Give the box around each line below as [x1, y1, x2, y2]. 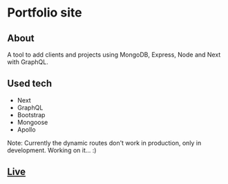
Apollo [17, 125, 36, 134]
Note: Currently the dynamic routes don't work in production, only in [7, 139, 202, 147]
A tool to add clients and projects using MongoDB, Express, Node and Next [7, 50, 221, 59]
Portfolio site [7, 5, 83, 21]
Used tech [7, 78, 53, 90]
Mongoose [17, 118, 48, 126]
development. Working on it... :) [7, 146, 97, 154]
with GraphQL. [7, 58, 48, 66]
